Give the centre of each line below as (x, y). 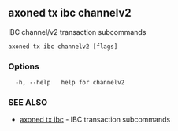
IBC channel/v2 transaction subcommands (77, 32)
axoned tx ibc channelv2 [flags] (63, 47)
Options (24, 66)
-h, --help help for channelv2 (70, 83)
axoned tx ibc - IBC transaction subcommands (95, 120)
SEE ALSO (28, 103)
